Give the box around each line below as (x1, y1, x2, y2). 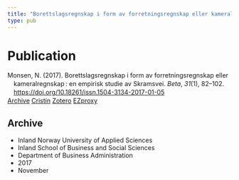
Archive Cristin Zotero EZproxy (7, 97, 98, 105)
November (17, 166, 49, 174)
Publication (7, 48, 76, 64)
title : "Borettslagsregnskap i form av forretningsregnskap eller (7, 10, 208, 18)
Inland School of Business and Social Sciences (17, 143, 155, 152)
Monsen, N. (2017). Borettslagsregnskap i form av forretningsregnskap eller (7, 71, 229, 80)
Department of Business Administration (17, 151, 134, 159)
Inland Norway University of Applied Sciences (17, 136, 153, 144)
